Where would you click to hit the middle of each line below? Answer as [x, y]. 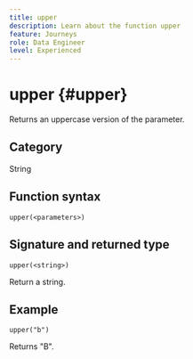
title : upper [33, 17]
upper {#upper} [68, 95]
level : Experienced [45, 51]
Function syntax [55, 197]
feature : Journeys [43, 34]
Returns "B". [32, 347]
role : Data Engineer [48, 42]
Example [34, 310]
